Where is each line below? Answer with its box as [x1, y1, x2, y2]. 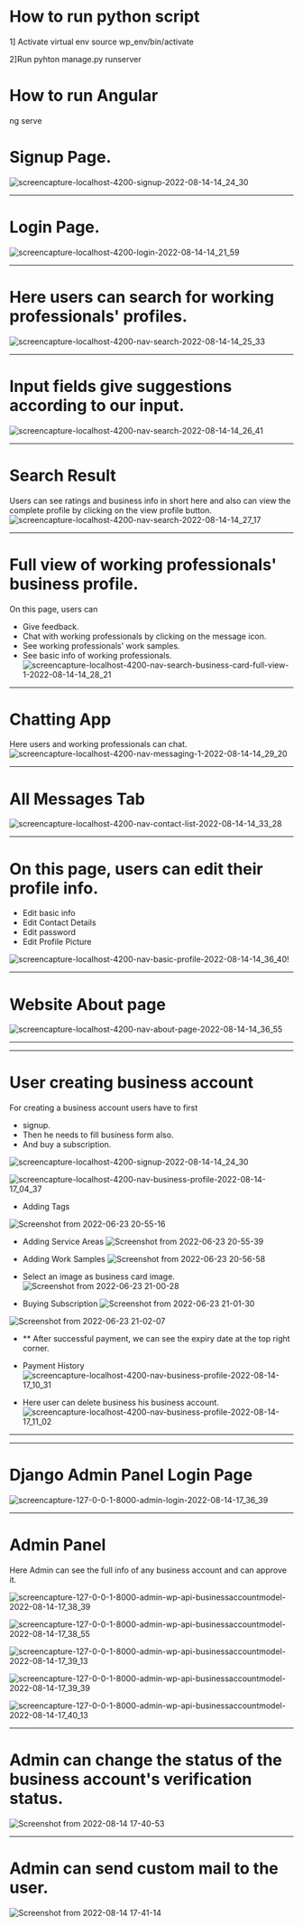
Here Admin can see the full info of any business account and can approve [9, 1565, 287, 1575]
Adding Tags [22, 1201, 70, 1212]
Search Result [9, 465, 116, 485]
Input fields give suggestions [9, 376, 233, 397]
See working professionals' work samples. [22, 640, 180, 651]
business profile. [9, 574, 139, 594]
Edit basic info [22, 908, 76, 919]
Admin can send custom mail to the [9, 1858, 280, 1879]
